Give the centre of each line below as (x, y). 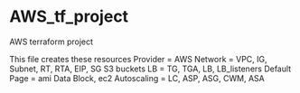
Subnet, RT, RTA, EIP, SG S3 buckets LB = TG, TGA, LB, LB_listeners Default (150, 69)
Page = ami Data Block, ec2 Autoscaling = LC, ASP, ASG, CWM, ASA (137, 78)
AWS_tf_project (69, 17)
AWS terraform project (51, 42)
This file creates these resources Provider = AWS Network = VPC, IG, (139, 59)
